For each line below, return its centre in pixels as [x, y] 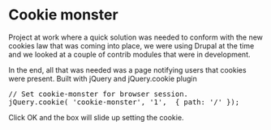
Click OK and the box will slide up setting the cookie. [96, 117]
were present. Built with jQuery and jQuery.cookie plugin [103, 78]
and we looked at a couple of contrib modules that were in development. [129, 54]
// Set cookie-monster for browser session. [99, 94]
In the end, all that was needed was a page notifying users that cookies [127, 69]
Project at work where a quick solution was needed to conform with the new [136, 37]
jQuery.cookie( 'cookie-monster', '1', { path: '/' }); [124, 102]
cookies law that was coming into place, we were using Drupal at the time [131, 45]
